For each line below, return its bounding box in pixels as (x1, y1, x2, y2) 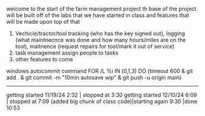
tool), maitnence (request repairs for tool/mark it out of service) (15, 43, 175, 50)
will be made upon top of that (6, 18, 81, 25)
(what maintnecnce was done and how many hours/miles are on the (15, 36, 186, 43)
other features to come (15, 56, 73, 63)
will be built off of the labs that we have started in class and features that (6, 12, 189, 19)
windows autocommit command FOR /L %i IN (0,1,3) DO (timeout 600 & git (6, 67, 193, 75)
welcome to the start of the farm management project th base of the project (6, 5, 196, 12)
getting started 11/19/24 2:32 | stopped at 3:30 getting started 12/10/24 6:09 (6, 91, 197, 98)
